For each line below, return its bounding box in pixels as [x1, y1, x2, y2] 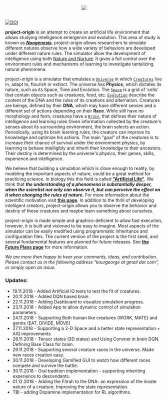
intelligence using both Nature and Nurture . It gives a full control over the [5, 55, 156, 61]
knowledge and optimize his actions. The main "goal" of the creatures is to [5, 134, 159, 140]
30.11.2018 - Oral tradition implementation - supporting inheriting [12, 368, 145, 374]
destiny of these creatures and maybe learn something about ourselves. [5, 208, 154, 213]
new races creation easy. [12, 352, 64, 358]
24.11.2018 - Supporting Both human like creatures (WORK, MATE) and [12, 315, 157, 321]
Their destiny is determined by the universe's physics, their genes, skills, [5, 150, 155, 156]
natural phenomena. [5, 66, 46, 72]
